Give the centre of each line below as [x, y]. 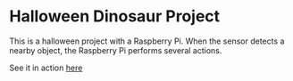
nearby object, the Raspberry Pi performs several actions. [116, 50]
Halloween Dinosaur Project [115, 16]
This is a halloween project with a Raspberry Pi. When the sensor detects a [147, 41]
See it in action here [46, 68]
